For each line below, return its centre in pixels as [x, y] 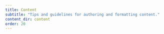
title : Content [21, 10]
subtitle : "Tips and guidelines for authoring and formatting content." [82, 14]
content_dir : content [28, 19]
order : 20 [15, 24]
